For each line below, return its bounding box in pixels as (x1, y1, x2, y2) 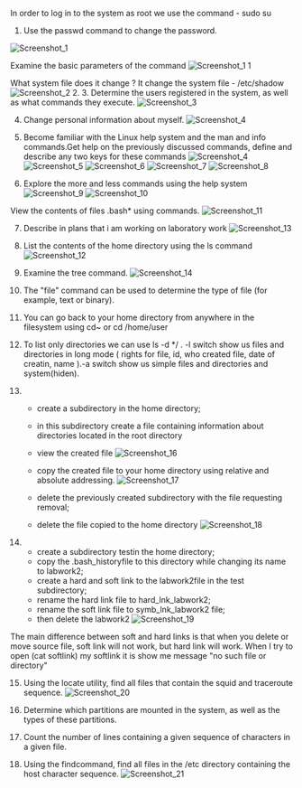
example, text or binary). (23, 295, 115, 305)
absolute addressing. (36, 474, 115, 485)
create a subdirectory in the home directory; (36, 403, 201, 414)
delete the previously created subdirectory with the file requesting (36, 492, 283, 502)
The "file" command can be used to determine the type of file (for (23, 285, 268, 295)
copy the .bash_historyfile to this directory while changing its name (36, 556, 287, 567)
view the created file (36, 447, 114, 458)
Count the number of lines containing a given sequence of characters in (23, 732, 291, 742)
